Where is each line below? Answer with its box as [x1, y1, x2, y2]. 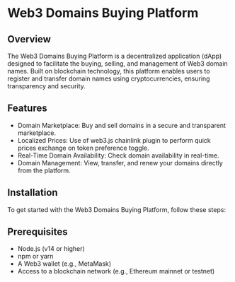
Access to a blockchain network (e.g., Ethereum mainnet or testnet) [17, 267, 215, 276]
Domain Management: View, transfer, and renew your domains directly [17, 158, 223, 167]
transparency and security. [7, 82, 86, 90]
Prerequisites [7, 226, 68, 238]
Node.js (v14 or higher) [17, 245, 85, 253]
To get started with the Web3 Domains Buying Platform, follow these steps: [7, 205, 227, 213]
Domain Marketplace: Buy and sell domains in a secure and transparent [17, 121, 227, 129]
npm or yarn [17, 252, 54, 261]
